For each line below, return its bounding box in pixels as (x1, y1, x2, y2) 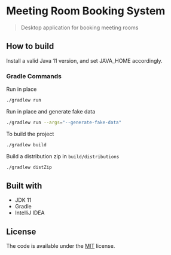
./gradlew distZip (6, 164, 52, 170)
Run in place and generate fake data (6, 107, 96, 115)
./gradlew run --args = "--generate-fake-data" (6, 119, 121, 125)
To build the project (6, 130, 54, 137)
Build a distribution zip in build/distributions (6, 152, 120, 159)
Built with (6, 180, 42, 191)
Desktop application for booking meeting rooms (20, 24, 139, 31)
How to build (6, 41, 54, 51)
